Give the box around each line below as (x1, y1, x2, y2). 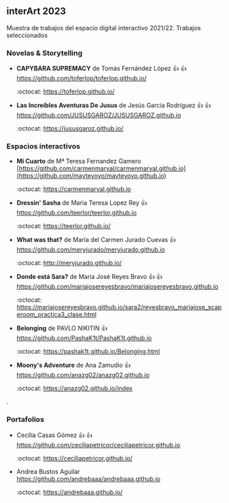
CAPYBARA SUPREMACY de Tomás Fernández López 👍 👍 (16, 65, 187, 73)
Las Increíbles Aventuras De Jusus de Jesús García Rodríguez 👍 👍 (16, 101, 211, 109)
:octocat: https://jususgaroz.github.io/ (16, 124, 124, 133)
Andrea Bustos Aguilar (16, 467, 80, 476)
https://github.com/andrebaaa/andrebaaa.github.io (16, 474, 161, 483)
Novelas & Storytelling (6, 48, 83, 58)
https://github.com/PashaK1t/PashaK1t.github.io (16, 334, 152, 342)
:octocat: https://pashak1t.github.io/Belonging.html (16, 347, 160, 356)
